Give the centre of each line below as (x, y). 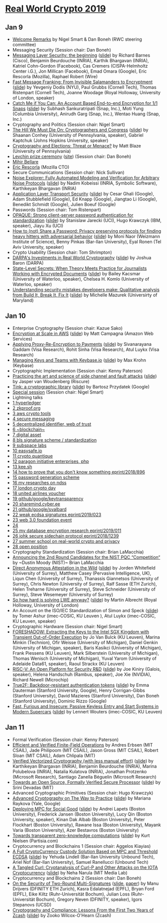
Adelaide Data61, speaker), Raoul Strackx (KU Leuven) (68, 664)
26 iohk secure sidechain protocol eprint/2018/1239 (65, 536)
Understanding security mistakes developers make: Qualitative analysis (86, 290)
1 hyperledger (26, 403)
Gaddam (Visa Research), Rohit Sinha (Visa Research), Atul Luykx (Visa (86, 349)
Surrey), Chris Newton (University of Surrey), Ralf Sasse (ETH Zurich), (85, 584)
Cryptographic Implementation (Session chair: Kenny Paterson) (77, 371)
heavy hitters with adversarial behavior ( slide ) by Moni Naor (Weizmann (86, 236)
